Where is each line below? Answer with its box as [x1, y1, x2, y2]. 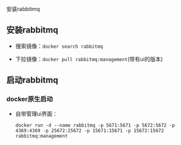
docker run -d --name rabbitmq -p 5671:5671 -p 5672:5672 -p [15, 122, 175, 128]
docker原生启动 [6, 95, 53, 103]
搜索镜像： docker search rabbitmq [15, 42, 103, 50]
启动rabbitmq [6, 75, 58, 86]
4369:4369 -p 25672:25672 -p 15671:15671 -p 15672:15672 [15, 127, 164, 133]
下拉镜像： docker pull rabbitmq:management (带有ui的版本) [15, 55, 163, 62]
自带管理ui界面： [15, 110, 58, 117]
